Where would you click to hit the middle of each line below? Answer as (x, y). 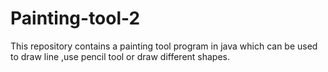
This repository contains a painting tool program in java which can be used (164, 46)
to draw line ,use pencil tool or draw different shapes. (120, 56)
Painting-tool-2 (75, 18)
